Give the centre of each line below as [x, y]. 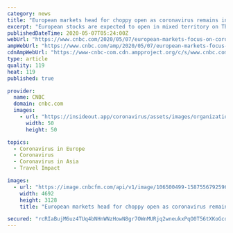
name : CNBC [29, 97]
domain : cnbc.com [38, 104]
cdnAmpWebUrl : [28, 53]
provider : [21, 91]
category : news [29, 14]
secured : [20, 219]
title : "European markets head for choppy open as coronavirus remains [113, 20]
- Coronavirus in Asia [46, 162]
